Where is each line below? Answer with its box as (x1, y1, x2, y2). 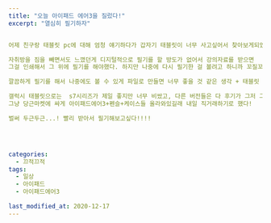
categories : (8, 150, 48, 158)
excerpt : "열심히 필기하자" (8, 19, 91, 27)
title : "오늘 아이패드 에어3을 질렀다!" (8, 11, 126, 20)
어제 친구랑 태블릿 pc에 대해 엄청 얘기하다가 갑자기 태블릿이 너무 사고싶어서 (8, 41, 228, 49)
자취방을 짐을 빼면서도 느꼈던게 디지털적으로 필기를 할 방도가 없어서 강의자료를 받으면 (8, 56, 255, 64)
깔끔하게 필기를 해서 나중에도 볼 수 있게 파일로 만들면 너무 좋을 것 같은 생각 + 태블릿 (8, 78, 260, 86)
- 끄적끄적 (15, 158, 46, 166)
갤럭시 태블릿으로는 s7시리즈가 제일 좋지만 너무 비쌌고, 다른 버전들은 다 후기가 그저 (8, 92, 256, 101)
